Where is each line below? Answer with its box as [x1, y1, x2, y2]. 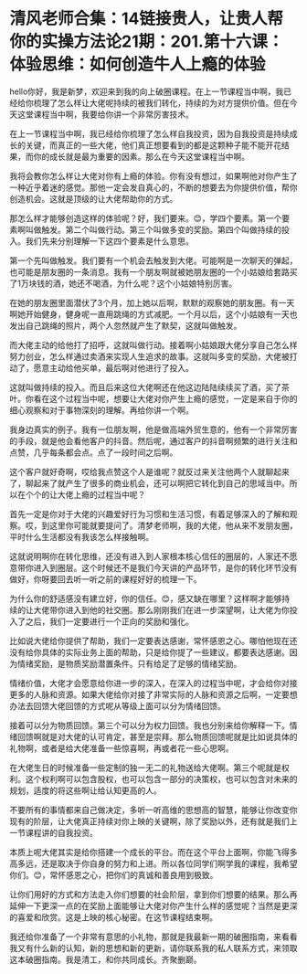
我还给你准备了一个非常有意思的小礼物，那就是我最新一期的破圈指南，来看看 [9, 931, 298, 942]
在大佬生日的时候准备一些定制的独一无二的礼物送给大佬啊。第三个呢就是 [9, 762, 281, 773]
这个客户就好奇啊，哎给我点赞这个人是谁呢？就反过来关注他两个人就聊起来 [9, 466, 290, 477]
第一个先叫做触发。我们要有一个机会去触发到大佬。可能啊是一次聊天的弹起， [9, 255, 298, 266]
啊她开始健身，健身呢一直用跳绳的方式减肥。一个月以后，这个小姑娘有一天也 [9, 308, 298, 320]
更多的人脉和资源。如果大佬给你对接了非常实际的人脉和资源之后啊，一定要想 [9, 689, 298, 700]
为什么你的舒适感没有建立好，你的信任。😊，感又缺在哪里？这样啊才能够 [9, 593, 282, 604]
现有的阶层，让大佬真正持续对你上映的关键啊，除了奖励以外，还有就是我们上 [9, 815, 298, 827]
